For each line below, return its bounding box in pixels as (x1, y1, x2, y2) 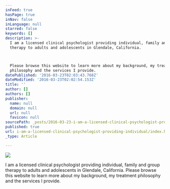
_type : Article (5, 134, 37, 139)
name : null (10, 101, 33, 106)
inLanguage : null (5, 21, 42, 27)
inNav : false (5, 17, 33, 22)
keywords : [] (5, 31, 33, 36)
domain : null (10, 105, 37, 110)
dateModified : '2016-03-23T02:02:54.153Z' (5, 77, 96, 83)
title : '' (5, 82, 26, 87)
